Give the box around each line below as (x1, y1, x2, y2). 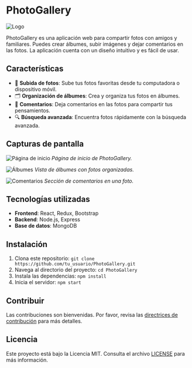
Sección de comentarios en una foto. (44, 177, 134, 184)
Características (6, 64, 64, 74)
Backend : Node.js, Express (14, 216, 81, 223)
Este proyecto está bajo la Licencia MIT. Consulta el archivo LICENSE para (6, 350, 186, 357)
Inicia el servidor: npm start (14, 279, 81, 286)
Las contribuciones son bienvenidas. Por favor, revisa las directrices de (6, 312, 179, 318)
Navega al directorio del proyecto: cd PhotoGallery (14, 266, 138, 274)
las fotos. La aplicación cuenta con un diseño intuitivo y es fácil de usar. (6, 46, 180, 53)
